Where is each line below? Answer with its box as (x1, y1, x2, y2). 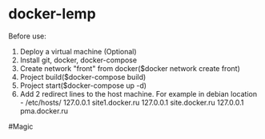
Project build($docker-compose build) (19, 72, 147, 81)
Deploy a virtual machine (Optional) (19, 46, 138, 56)
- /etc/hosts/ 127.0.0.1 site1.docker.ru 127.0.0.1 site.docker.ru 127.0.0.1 (19, 97, 244, 107)
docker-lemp (8, 5, 96, 23)
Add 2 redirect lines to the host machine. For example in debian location (19, 89, 258, 98)
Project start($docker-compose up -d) (19, 81, 147, 90)
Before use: (8, 31, 46, 41)
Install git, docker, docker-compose (19, 55, 138, 65)
